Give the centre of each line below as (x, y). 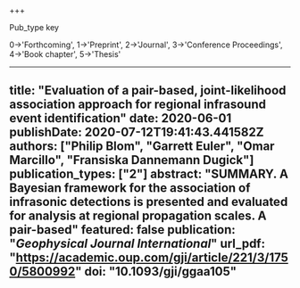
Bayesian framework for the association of (130, 188)
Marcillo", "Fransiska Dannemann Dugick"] (132, 160)
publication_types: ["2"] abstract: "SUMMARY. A (149, 174)
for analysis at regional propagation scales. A (138, 216)
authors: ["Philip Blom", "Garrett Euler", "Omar (142, 147)
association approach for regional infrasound (137, 105)
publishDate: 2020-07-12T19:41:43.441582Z (137, 132)
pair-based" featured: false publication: (123, 230)
